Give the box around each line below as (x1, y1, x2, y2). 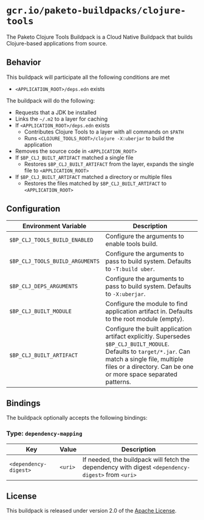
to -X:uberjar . (105, 289, 146, 298)
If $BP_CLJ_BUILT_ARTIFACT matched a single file (15, 154, 134, 161)
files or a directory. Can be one (105, 362, 194, 371)
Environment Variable (22, 221, 87, 230)
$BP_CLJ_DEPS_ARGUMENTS (9, 283, 78, 289)
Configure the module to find (105, 299, 188, 308)
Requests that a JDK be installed (15, 109, 97, 116)
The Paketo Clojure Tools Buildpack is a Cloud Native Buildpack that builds (6, 33, 193, 41)
